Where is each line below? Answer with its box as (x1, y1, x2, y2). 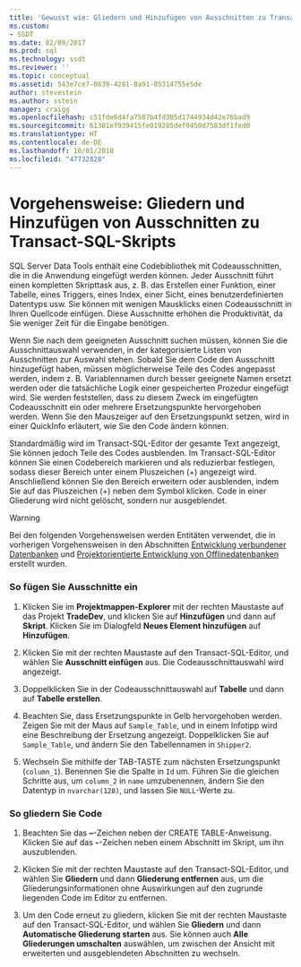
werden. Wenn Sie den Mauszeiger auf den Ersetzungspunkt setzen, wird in (9, 411, 289, 422)
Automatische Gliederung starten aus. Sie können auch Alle (21, 928, 249, 940)
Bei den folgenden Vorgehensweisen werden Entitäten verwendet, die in (9, 530, 276, 541)
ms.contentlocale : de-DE (9, 138, 102, 147)
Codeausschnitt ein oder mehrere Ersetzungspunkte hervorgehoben (9, 402, 262, 413)
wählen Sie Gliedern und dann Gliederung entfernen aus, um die (21, 874, 264, 885)
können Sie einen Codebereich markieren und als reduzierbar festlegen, (9, 458, 276, 468)
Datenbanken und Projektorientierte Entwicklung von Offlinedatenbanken (9, 549, 279, 560)
